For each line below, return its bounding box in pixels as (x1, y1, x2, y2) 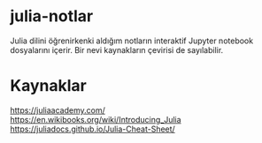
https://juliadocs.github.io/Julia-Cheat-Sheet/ (10, 124, 175, 134)
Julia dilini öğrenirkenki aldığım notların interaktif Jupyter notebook (10, 35, 254, 46)
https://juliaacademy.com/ (10, 104, 105, 116)
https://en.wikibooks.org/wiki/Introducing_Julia (10, 114, 181, 124)
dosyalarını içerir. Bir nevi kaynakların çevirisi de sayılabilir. (10, 44, 224, 55)
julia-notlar (10, 6, 94, 26)
